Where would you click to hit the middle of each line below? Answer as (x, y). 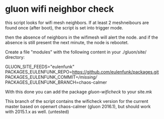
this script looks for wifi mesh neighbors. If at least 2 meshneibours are (77, 23)
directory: (15, 57)
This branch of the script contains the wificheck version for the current (77, 101)
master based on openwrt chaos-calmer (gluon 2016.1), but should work (78, 106)
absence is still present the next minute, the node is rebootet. (67, 42)
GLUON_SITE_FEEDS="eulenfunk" (40, 67)
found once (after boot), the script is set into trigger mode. (64, 27)
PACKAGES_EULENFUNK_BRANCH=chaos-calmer (56, 82)
